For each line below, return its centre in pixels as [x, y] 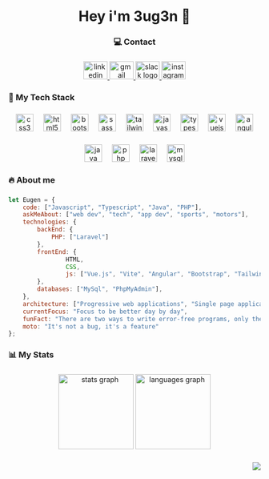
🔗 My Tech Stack [42, 97]
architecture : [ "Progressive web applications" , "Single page [128, 304]
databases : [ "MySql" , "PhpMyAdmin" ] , [100, 289]
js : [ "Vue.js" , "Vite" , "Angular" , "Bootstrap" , [148, 274]
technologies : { [50, 222]
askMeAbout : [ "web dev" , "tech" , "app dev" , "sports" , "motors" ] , [136, 215]
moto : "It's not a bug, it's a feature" [91, 326]
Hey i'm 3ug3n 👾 [134, 16]
